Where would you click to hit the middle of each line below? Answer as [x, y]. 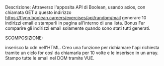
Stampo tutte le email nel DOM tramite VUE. [50, 58]
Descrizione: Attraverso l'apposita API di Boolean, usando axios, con [75, 7]
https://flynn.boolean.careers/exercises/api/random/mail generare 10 [76, 18]
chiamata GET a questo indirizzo [38, 12]
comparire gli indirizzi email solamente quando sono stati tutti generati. [78, 28]
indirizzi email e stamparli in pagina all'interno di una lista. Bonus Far [75, 23]
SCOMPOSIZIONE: [24, 38]
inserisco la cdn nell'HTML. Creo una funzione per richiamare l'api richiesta [82, 47]
